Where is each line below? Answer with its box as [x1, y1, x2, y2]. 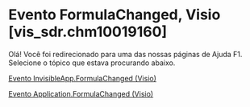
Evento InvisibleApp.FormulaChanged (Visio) [8, 73, 157, 83]
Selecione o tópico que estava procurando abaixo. [8, 58, 176, 68]
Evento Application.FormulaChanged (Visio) [8, 88, 154, 98]
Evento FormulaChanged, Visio [8, 6, 221, 24]
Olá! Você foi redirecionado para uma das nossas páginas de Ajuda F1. [8, 49, 243, 59]
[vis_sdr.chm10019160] [8, 23, 168, 41]
